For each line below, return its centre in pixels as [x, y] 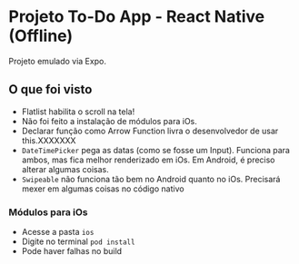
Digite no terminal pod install [78, 241]
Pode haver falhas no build [72, 251]
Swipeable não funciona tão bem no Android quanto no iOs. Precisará [151, 179]
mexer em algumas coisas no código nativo [103, 189]
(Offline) [41, 36]
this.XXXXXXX [49, 140]
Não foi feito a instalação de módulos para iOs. [109, 121]
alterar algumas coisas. [65, 169]
